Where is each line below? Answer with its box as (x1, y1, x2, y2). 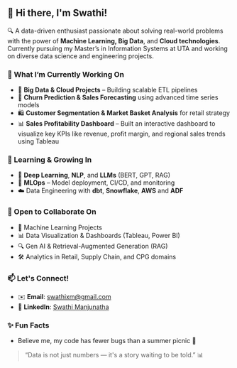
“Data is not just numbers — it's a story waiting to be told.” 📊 (24, 351, 204, 359)
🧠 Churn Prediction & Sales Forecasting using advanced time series (17, 93, 219, 102)
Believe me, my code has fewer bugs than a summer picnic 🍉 (17, 337, 197, 345)
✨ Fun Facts (7, 320, 50, 330)
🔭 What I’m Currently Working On (7, 69, 124, 79)
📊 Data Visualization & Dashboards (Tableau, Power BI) (17, 231, 181, 239)
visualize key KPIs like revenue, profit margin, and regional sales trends (17, 129, 226, 139)
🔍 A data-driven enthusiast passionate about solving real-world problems (7, 26, 224, 35)
